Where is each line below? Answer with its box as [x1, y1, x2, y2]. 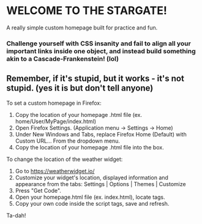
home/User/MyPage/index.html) [15, 118, 97, 125]
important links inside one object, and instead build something [6, 47, 196, 55]
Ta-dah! [6, 212, 26, 219]
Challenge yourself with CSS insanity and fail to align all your [6, 39, 191, 48]
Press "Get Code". [15, 187, 61, 194]
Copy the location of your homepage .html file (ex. [15, 111, 143, 118]
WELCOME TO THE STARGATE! [6, 4, 167, 18]
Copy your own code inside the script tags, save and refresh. [15, 200, 170, 207]
